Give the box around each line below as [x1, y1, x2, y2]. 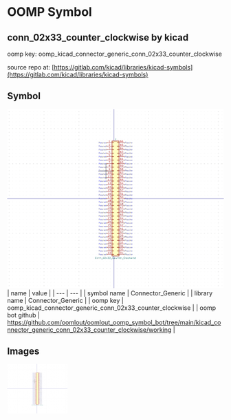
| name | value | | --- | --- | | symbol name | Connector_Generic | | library [7, 288, 213, 297]
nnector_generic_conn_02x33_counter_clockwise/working [7, 325, 172, 334]
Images [7, 346, 40, 357]
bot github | [7, 311, 40, 319]
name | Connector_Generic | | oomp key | [7, 296, 124, 304]
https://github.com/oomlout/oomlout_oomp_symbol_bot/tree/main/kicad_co [7, 318, 221, 326]
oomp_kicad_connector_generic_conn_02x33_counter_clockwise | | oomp [7, 304, 217, 312]
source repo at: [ [7, 63, 54, 71]
